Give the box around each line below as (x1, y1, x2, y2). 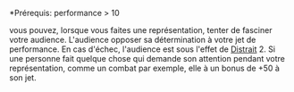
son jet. (9, 72, 38, 83)
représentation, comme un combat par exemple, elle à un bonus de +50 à (9, 63, 280, 73)
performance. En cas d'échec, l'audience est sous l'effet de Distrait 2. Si (9, 44, 275, 54)
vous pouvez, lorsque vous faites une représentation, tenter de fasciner (9, 25, 273, 35)
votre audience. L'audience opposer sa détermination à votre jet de (9, 35, 256, 45)
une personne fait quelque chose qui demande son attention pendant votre (9, 54, 286, 63)
